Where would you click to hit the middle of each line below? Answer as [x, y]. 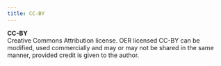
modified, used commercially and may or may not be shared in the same [110, 47]
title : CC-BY [26, 13]
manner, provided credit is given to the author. [73, 55]
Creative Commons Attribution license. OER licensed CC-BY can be [104, 40]
